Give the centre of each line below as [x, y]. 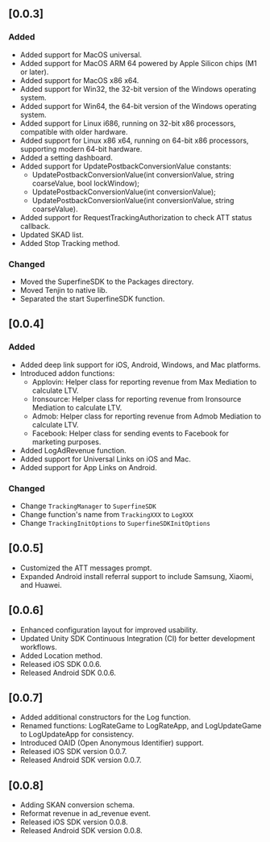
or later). [34, 72]
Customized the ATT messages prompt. [86, 568]
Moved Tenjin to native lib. [64, 290]
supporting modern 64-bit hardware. [81, 148]
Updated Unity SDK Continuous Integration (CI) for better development [137, 638]
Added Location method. [61, 655]
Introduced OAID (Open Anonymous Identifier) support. [112, 743]
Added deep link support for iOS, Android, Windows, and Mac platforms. [140, 365]
